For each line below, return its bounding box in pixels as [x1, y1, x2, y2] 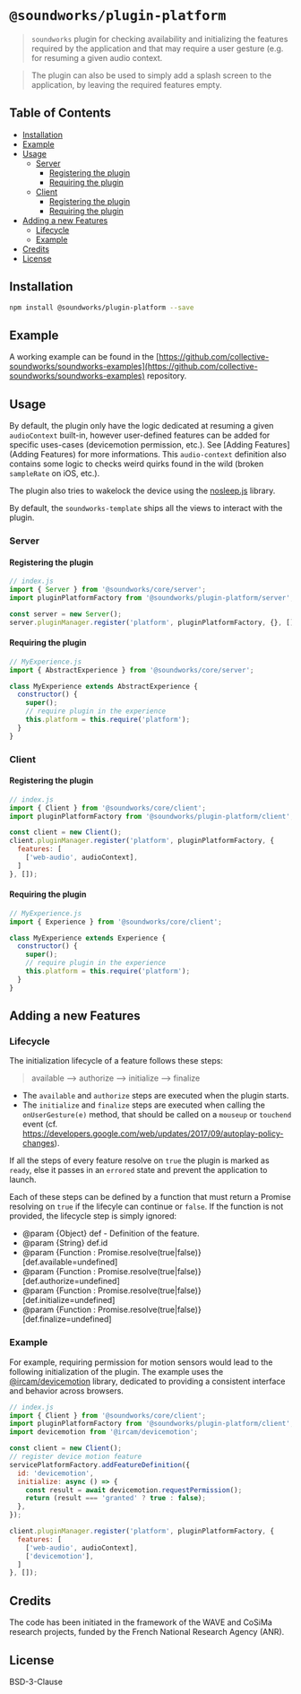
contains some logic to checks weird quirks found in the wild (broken [9, 458, 264, 469]
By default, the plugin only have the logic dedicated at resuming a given [9, 421, 274, 431]
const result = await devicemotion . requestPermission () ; [25, 1485, 243, 1495]
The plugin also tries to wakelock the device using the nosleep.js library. [9, 485, 276, 496]
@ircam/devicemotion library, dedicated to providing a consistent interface [9, 1376, 286, 1386]
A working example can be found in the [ [9, 352, 159, 362]
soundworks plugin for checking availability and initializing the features [30, 33, 288, 44]
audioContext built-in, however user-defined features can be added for [9, 430, 271, 441]
